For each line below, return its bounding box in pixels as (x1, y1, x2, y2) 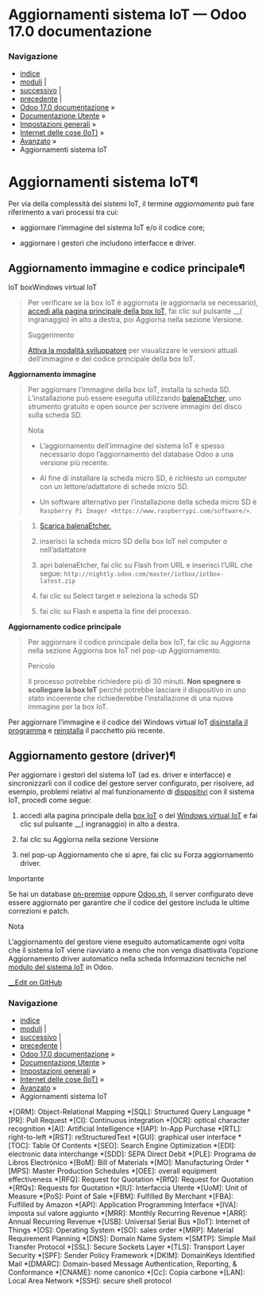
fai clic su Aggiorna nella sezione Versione (19, 835, 159, 845)
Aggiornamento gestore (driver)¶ (8, 749, 176, 763)
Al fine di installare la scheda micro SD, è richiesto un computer (39, 473, 248, 483)
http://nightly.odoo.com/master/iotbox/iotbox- (64, 570, 225, 578)
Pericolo (27, 662, 56, 671)
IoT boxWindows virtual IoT (8, 282, 98, 292)
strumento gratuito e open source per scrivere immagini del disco (27, 402, 242, 411)
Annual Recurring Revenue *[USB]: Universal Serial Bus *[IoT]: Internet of (8, 1217, 250, 1226)
